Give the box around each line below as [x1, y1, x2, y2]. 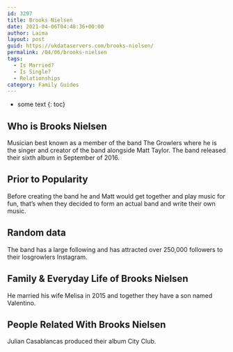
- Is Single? [13, 68, 51, 75]
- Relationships [13, 74, 61, 82]
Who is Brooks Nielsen [7, 120, 107, 132]
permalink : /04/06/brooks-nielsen [7, 49, 108, 56]
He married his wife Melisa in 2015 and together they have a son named [7, 291, 213, 299]
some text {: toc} [17, 100, 66, 108]
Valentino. [7, 299, 36, 307]
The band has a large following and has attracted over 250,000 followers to [7, 245, 223, 253]
